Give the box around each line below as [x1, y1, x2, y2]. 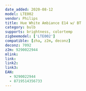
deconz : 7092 [5, 43, 32, 48]
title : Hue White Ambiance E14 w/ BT [5, 20, 82, 26]
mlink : [5, 52, 18, 57]
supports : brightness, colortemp [5, 29, 73, 34]
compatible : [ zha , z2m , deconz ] [5, 39, 70, 43]
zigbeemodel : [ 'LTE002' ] [5, 34, 55, 39]
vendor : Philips [5, 16, 38, 21]
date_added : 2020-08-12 [5, 7, 53, 12]
